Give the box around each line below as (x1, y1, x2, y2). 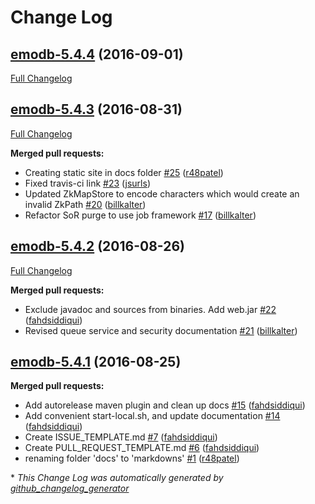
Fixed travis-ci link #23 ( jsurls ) (24, 177, 151, 189)
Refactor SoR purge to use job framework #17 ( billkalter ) (24, 209, 257, 221)
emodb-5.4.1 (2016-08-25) (10, 354, 182, 371)
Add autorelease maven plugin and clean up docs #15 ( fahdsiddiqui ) (24, 399, 306, 411)
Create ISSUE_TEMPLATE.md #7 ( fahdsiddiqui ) (24, 431, 218, 443)
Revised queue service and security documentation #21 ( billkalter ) (24, 324, 298, 336)
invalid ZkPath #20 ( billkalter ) (24, 198, 147, 210)
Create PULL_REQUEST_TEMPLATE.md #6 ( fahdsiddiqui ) (24, 442, 260, 454)
